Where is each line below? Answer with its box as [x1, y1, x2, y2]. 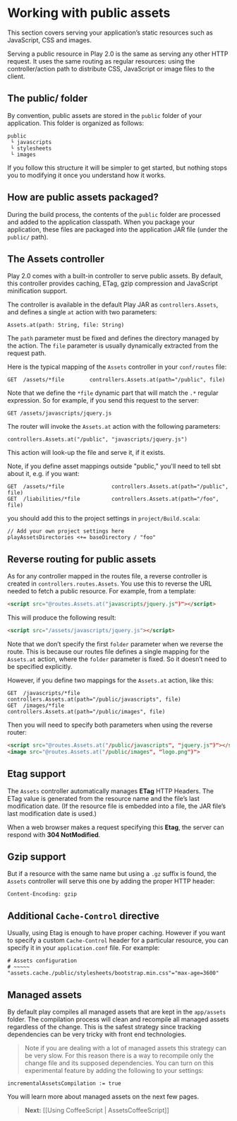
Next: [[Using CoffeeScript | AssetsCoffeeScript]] [24, 1105, 169, 1114]
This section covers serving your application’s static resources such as [7, 28, 213, 37]
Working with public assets [7, 5, 171, 21]
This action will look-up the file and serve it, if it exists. [7, 449, 166, 457]
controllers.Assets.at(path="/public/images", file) [7, 708, 166, 715]
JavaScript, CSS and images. [7, 35, 92, 44]
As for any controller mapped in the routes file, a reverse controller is [7, 572, 208, 581]
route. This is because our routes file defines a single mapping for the [7, 647, 209, 656]
